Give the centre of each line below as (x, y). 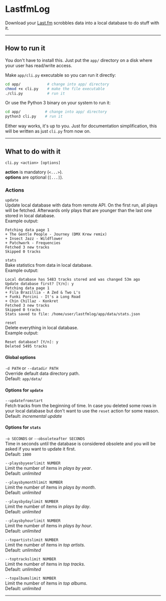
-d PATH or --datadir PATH (32, 368)
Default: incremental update (34, 416)
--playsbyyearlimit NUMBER (33, 463)
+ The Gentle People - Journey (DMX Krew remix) (56, 234)
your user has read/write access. (39, 65)
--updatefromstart (24, 401)
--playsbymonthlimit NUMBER (34, 482)
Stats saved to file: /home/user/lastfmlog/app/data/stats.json (73, 314)
